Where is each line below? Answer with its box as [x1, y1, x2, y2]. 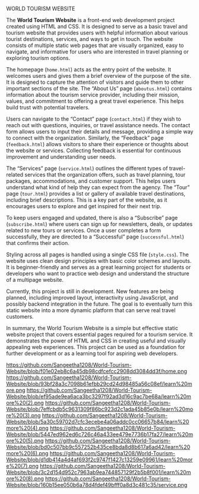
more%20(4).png [6, 424, 49, 432]
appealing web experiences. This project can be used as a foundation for [6, 344, 185, 350]
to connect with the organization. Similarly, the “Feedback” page [6, 134, 164, 141]
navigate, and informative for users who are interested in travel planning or [6, 48, 189, 55]
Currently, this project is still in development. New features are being [6, 288, 174, 295]
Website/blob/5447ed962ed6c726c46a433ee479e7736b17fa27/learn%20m [6, 431, 193, 438]
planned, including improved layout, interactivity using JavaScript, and [6, 294, 178, 301]
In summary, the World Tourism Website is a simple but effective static [6, 325, 178, 332]
